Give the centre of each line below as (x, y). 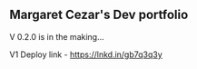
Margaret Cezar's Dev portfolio (99, 15)
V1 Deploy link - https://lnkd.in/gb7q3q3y (86, 54)
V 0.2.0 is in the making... (57, 36)
